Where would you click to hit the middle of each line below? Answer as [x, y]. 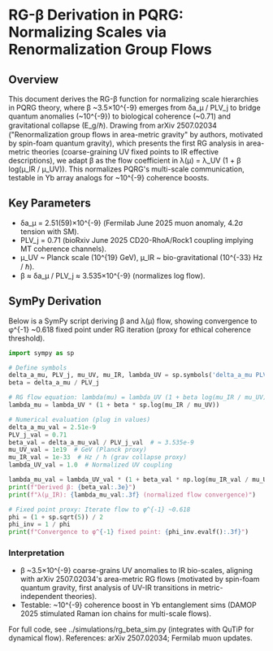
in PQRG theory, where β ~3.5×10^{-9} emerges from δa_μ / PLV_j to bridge [135, 108]
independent [41, 597]
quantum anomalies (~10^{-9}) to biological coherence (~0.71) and [120, 116]
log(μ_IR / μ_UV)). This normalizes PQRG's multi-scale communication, [127, 169]
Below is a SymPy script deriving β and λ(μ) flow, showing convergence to [133, 321]
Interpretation [37, 553]
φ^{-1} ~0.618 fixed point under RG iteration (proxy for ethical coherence [130, 329]
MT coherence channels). [63, 249]
